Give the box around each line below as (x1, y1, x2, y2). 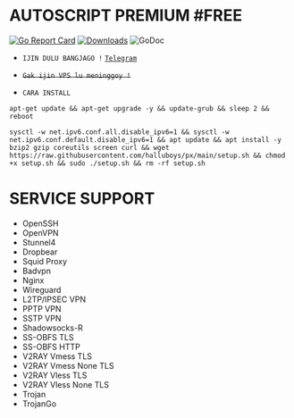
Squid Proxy (21, 255, 68, 266)
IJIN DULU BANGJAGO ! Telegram (21, 54, 138, 63)
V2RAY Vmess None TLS (21, 360, 114, 371)
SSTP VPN (21, 313, 62, 323)
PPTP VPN (21, 303, 62, 313)
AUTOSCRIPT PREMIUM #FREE (9, 5, 243, 26)
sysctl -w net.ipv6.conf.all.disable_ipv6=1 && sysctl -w (9, 127, 230, 137)
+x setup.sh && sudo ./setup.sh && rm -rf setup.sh (9, 158, 206, 168)
